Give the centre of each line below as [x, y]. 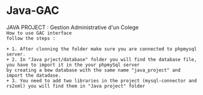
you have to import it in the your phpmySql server [73, 65]
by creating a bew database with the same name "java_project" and [94, 70]
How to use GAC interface [39, 33]
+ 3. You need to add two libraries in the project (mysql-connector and [102, 80]
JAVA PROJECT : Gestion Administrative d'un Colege [73, 27]
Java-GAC [33, 11]
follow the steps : [31, 38]
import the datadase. [34, 75]
